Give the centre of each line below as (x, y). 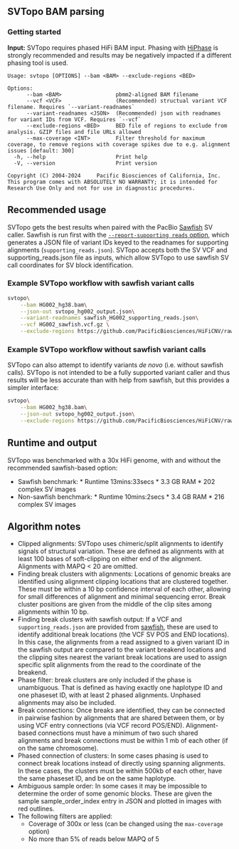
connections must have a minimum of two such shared (118, 733)
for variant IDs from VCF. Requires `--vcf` (74, 119)
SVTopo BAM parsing (56, 12)
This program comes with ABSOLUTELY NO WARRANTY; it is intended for (113, 182)
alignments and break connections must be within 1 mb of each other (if (123, 741)
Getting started (34, 32)
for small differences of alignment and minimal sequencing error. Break (122, 597)
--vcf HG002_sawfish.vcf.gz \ (65, 325)
